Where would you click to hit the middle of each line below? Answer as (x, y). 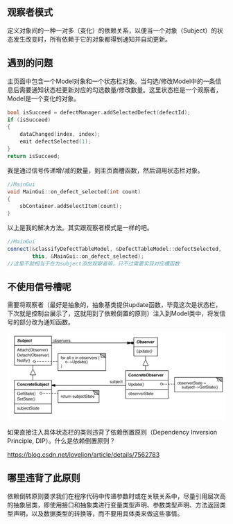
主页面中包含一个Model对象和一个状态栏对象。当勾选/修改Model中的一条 (111, 81)
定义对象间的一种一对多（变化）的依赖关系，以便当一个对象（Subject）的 (112, 30)
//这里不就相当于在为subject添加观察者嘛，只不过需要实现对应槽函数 (94, 263)
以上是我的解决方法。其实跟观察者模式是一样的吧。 (80, 228)
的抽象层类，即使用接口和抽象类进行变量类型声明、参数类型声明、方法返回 (113, 505)
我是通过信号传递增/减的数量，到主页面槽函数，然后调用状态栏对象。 (106, 170)
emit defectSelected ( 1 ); (55, 142)
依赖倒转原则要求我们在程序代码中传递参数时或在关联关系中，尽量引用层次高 (116, 496)
